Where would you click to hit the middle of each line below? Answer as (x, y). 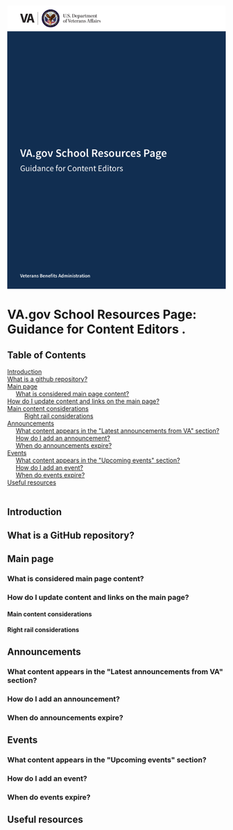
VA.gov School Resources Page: (102, 315)
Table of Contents (47, 355)
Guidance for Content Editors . (96, 329)
